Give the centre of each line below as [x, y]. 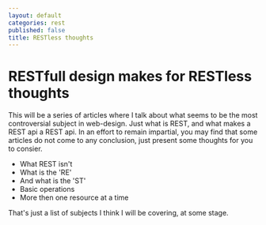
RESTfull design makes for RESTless [130, 77]
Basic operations [47, 189]
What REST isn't [46, 164]
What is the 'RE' [46, 172]
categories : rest [37, 23]
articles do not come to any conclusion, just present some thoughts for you [131, 141]
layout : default [35, 15]
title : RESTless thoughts [51, 37]
